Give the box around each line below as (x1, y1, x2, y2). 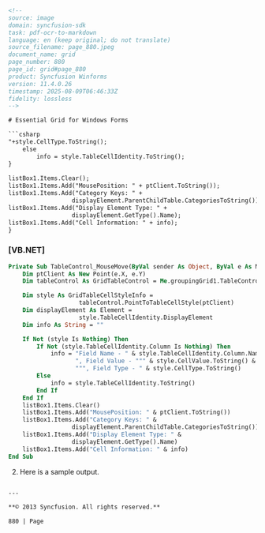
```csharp (8, 130, 41, 139)
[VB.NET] (8, 245, 46, 256)
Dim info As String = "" (22, 321, 104, 328)
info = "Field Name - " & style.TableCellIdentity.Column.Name (50, 350, 263, 358)
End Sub (8, 452, 34, 460)
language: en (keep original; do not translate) (8, 36, 171, 44)
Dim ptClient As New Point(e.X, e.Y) (22, 270, 147, 278)
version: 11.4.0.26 (8, 80, 73, 88)
